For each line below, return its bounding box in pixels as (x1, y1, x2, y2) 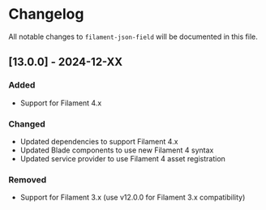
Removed (8, 174, 47, 185)
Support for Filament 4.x (19, 98, 102, 108)
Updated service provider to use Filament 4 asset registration (19, 153, 225, 163)
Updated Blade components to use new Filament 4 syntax (19, 145, 214, 155)
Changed (8, 118, 46, 130)
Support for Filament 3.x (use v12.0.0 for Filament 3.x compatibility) (19, 192, 246, 203)
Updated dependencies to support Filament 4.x (19, 136, 178, 146)
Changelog (8, 5, 84, 24)
